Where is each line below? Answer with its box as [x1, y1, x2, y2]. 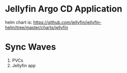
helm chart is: [5, 19, 32, 25]
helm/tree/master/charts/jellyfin [5, 24, 68, 30]
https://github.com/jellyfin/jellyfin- [33, 19, 102, 25]
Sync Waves [5, 42, 56, 53]
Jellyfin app [12, 62, 36, 68]
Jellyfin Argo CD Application [5, 3, 123, 15]
